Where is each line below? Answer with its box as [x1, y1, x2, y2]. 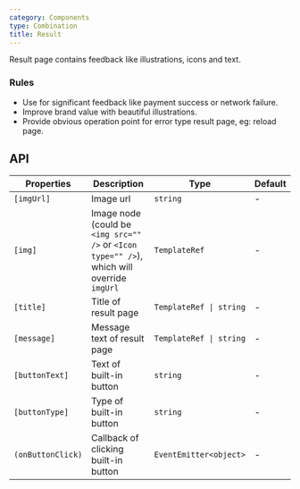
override [90, 272, 127, 284]
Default [254, 178, 287, 190]
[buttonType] [13, 408, 70, 417]
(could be [90, 218, 132, 231]
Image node [90, 207, 141, 220]
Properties [25, 178, 71, 190]
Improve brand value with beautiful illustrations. [21, 106, 198, 117]
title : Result [9, 30, 62, 38]
